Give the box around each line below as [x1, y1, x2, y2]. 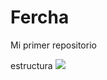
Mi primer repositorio [10, 39, 97, 51]
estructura [10, 59, 53, 71]
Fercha [10, 6, 70, 29]
